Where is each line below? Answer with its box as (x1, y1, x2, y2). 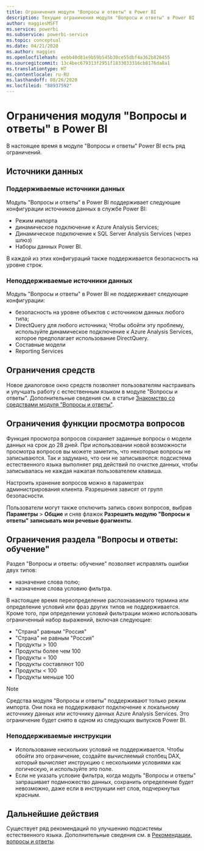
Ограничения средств (6, 365, 96, 375)
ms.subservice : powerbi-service (6, 32, 88, 38)
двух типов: (6, 567, 37, 574)
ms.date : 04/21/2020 (6, 43, 59, 49)
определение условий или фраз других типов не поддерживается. (6, 603, 180, 610)
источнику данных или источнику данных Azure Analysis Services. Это (6, 710, 190, 717)
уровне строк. (6, 261, 44, 269)
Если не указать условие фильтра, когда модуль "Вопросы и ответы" (15, 772, 196, 779)
